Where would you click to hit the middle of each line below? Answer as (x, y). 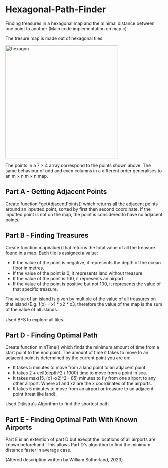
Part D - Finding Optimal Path (51, 335)
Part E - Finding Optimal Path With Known (71, 420)
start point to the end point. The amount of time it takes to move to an (77, 353)
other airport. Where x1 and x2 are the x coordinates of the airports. (82, 383)
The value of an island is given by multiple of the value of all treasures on (81, 299)
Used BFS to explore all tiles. (35, 319)
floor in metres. (28, 268)
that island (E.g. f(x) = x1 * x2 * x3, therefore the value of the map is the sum (84, 304)
